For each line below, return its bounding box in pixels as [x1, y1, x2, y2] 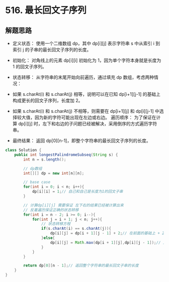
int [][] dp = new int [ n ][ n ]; [23, 171, 84, 176]
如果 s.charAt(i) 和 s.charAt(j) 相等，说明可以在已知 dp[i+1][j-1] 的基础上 [12, 91, 161, 97]
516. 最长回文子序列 [5, 5, 87, 16]
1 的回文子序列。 [12, 64, 47, 69]
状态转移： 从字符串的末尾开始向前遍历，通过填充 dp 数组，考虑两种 [12, 74, 154, 80]
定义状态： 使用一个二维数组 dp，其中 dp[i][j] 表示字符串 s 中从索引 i [12, 41, 155, 46]
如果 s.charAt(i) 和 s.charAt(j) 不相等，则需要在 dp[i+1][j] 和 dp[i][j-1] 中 [12, 108, 159, 114]
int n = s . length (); [23, 157, 66, 162]
